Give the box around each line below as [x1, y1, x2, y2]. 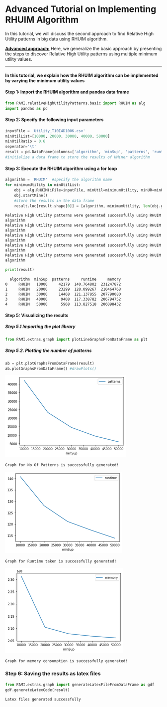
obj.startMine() [14, 193, 48, 198]
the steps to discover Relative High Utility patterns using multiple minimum [5, 51, 158, 57]
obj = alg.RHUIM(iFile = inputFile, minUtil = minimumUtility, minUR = [14, 187, 155, 192]
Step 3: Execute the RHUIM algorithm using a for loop [5, 166, 117, 172]
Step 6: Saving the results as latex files [5, 670, 101, 677]
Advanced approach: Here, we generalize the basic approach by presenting [5, 45, 162, 51]
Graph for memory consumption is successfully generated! [5, 659, 128, 664]
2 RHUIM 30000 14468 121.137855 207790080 [5, 292, 121, 297]
